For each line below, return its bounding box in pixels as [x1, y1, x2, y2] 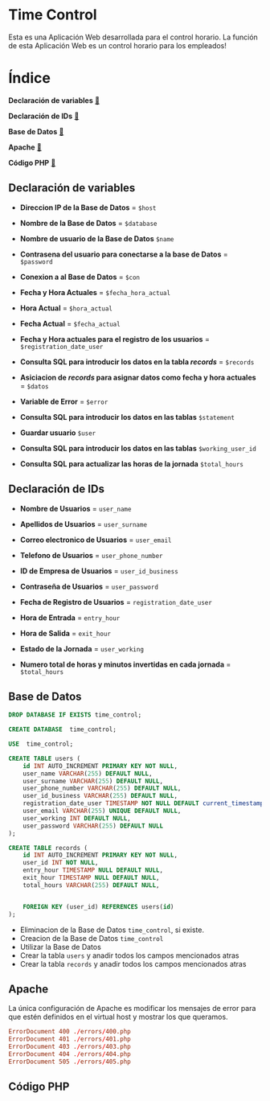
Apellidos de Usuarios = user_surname [19, 519, 147, 528]
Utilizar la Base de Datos [19, 942, 102, 951]
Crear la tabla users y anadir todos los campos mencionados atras [19, 951, 239, 960]
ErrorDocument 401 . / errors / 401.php [8, 1035, 131, 1043]
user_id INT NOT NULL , [22, 859, 99, 867]
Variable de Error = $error [19, 396, 108, 406]
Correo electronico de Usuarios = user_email [19, 535, 172, 544]
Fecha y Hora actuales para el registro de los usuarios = [19, 334, 211, 343]
